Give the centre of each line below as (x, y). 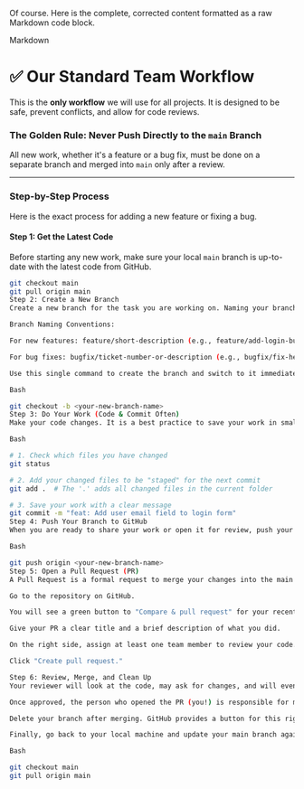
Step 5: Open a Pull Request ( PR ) (75, 571)
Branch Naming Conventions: (62, 324)
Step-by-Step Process (60, 196)
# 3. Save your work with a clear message (90, 505)
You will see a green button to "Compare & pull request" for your (139, 612)
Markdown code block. (52, 23)
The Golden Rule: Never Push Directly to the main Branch (136, 135)
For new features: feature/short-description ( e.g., (111, 341)
